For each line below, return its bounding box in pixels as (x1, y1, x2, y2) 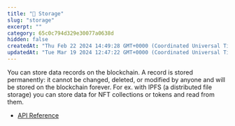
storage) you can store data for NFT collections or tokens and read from (7, 90, 215, 98)
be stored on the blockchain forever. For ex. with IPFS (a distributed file (7, 83, 212, 91)
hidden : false (7, 36, 49, 43)
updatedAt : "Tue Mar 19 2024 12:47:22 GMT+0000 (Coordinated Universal (7, 49, 220, 56)
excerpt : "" (7, 23, 42, 30)
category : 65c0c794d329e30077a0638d (7, 29, 114, 37)
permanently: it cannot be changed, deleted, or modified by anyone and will (7, 75, 226, 84)
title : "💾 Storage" (7, 10, 64, 17)
